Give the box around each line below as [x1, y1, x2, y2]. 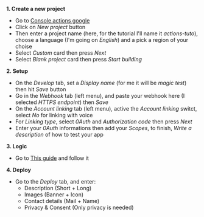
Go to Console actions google [15, 17, 90, 24]
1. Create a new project [6, 5, 66, 12]
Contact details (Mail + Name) [24, 198, 100, 204]
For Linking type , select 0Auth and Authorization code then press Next [15, 118, 193, 125]
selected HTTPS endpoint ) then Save [15, 98, 108, 106]
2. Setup [6, 67, 29, 75]
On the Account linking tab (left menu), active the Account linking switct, [15, 105, 197, 112]
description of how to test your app [15, 131, 104, 138]
